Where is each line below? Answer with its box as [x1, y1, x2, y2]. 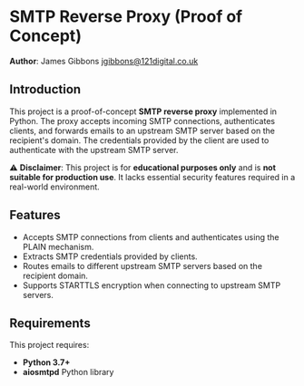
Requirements [9, 315, 91, 331]
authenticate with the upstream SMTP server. [9, 144, 179, 155]
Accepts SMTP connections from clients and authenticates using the [22, 231, 279, 242]
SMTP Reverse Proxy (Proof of [9, 6, 243, 27]
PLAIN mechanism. [22, 241, 94, 252]
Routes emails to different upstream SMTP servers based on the [22, 260, 263, 271]
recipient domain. [22, 270, 89, 281]
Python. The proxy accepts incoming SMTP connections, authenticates [9, 115, 275, 126]
